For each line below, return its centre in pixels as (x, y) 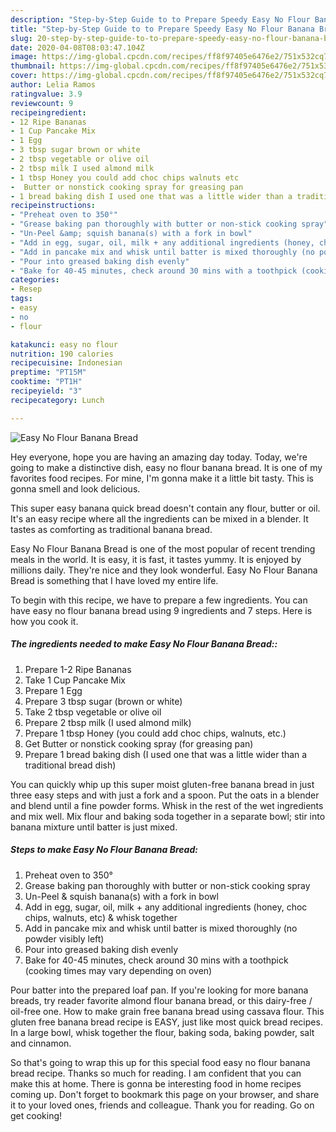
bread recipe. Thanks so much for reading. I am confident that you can (156, 1073)
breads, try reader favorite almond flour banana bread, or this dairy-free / (161, 1000)
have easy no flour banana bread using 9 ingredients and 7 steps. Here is (161, 610)
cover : (24, 76)
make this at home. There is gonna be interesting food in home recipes (156, 1083)
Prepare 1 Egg (53, 690)
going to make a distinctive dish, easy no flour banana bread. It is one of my (166, 467)
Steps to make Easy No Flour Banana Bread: (104, 850)
